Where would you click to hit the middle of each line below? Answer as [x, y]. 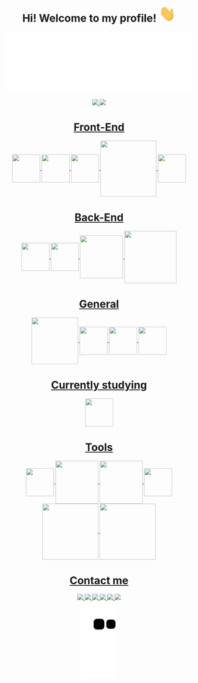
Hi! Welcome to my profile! [89, 18]
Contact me [99, 580]
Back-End [99, 217]
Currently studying [99, 385]
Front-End [99, 127]
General [99, 304]
